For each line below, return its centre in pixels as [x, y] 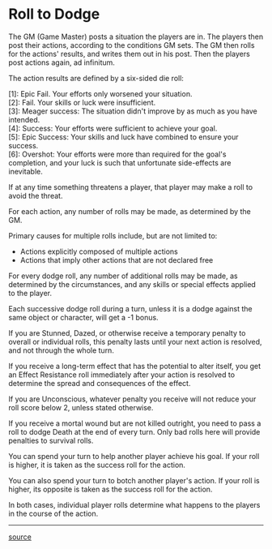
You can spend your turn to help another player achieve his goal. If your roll [134, 456]
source [20, 537]
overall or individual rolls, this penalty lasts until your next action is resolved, [135, 341]
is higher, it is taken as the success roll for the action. [97, 465]
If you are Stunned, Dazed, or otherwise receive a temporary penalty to [127, 332]
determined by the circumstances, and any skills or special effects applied [132, 284]
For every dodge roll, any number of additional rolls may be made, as [123, 276]
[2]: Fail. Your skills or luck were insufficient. [82, 102]
